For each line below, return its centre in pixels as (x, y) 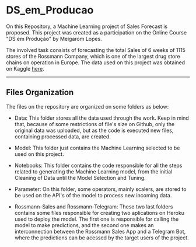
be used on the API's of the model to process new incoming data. (93, 195)
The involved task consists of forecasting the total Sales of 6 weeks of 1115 (96, 50)
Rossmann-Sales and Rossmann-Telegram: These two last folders (94, 206)
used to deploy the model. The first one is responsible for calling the (97, 219)
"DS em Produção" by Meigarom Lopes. (54, 39)
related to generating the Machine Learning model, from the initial (93, 171)
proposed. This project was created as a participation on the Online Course (97, 32)
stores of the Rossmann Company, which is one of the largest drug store (93, 56)
